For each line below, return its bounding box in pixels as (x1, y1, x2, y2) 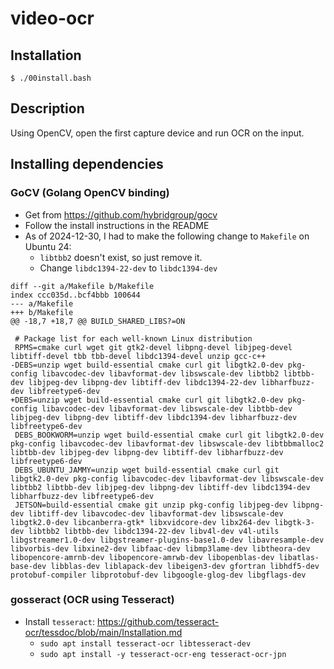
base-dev (10, 561, 47, 571)
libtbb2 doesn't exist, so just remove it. (39, 251, 203, 263)
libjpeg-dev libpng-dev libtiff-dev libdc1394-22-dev (28, 377, 257, 387)
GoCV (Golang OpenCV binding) (10, 186, 170, 200)
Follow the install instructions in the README (24, 219, 210, 231)
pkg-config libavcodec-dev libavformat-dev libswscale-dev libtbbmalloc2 (10, 438, 325, 449)
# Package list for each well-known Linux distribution (14, 333, 253, 344)
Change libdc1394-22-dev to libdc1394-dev (39, 262, 218, 274)
